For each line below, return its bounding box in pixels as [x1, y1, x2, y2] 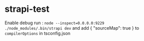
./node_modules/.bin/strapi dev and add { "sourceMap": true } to [4, 25, 140, 31]
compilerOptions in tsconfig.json [4, 30, 71, 36]
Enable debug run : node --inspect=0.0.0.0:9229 [4, 20, 104, 26]
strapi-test [4, 3, 50, 15]
